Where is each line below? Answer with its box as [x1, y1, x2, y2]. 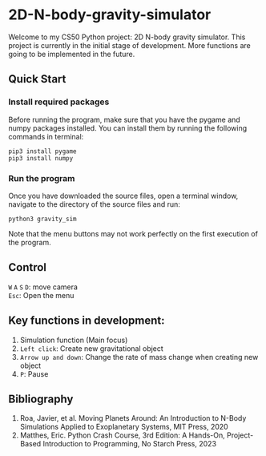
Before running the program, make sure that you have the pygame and [8, 115, 240, 124]
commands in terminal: [8, 131, 84, 141]
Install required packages [8, 96, 110, 107]
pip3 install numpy [8, 154, 74, 162]
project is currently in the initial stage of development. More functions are [8, 40, 251, 50]
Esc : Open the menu [8, 290, 75, 300]
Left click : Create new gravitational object [19, 343, 164, 353]
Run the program [8, 172, 75, 184]
